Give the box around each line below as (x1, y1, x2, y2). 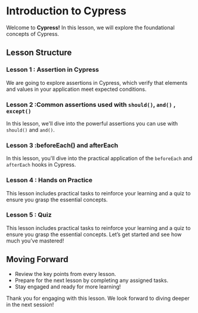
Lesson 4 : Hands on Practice (6, 176, 92, 185)
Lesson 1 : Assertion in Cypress (6, 66, 100, 74)
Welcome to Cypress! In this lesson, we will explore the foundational (6, 24, 175, 31)
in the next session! (6, 300, 54, 308)
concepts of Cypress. (6, 30, 60, 37)
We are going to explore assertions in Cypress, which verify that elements (6, 79, 188, 86)
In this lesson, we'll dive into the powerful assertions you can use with (6, 119, 178, 127)
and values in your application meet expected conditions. (6, 85, 147, 93)
